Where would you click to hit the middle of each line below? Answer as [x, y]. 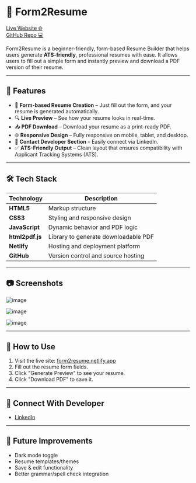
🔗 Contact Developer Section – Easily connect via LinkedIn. [86, 141]
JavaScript [24, 227]
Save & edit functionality [44, 467]
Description [101, 198]
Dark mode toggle [36, 455]
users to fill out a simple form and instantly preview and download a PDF [93, 61]
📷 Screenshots [34, 283]
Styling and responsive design [90, 217]
